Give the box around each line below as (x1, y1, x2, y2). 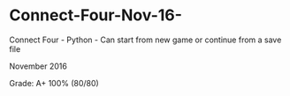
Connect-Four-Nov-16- (9, 5, 183, 26)
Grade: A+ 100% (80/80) (9, 78, 99, 88)
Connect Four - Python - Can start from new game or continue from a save (9, 34, 282, 45)
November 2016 (9, 61, 68, 71)
